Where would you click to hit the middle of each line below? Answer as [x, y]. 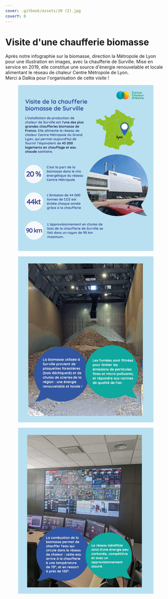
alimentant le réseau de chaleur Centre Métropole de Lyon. [67, 73]
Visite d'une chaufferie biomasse [77, 42]
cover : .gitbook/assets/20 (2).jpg [43, 11]
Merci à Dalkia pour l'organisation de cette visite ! [57, 78]
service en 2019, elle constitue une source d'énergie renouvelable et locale [84, 67]
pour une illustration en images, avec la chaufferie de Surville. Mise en [79, 62]
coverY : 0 [16, 16]
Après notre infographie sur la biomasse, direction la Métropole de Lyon [81, 56]
